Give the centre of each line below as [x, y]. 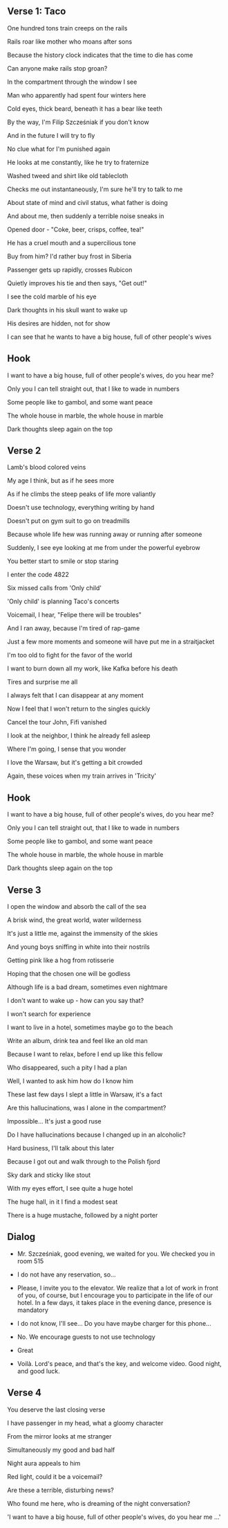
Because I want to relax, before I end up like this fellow [85, 1054]
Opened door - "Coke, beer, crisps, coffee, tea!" [76, 229]
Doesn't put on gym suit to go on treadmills [68, 521]
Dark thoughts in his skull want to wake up [67, 310]
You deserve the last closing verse [56, 1410]
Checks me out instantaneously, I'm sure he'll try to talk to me [95, 189]
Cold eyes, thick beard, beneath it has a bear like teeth [85, 108]
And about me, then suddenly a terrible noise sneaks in [86, 216]
